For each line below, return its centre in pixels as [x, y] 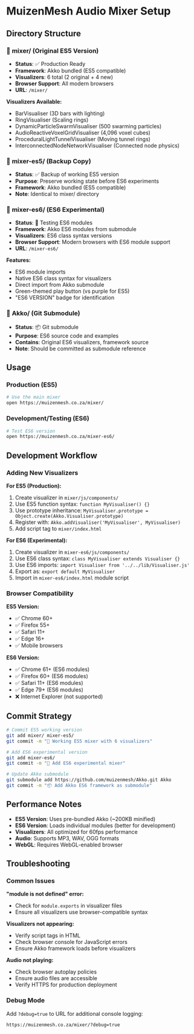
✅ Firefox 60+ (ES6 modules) [52, 676]
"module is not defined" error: [45, 894]
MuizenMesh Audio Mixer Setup [89, 11]
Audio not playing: [30, 960]
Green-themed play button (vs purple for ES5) [72, 291]
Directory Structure [44, 34]
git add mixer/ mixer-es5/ [40, 735]
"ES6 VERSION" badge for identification [65, 298]
